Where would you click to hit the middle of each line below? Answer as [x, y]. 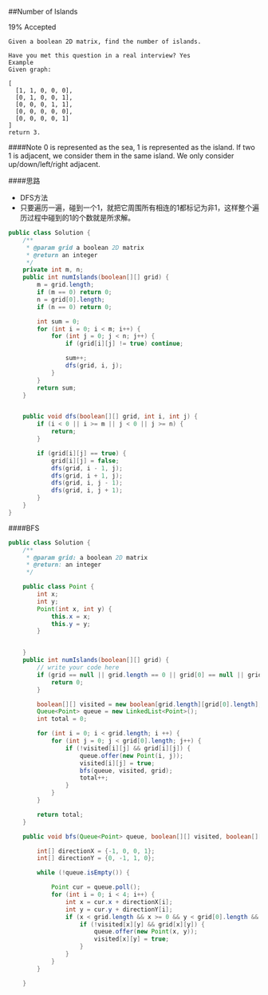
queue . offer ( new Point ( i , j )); [131, 755]
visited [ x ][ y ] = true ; [132, 939]
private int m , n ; [53, 270]
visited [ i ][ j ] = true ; [117, 763]
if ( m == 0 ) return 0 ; [75, 292]
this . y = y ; [71, 624]
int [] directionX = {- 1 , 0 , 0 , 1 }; [96, 851]
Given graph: [30, 69]
